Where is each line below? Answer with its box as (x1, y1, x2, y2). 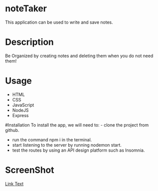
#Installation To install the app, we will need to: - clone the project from (5, 122, 149, 128)
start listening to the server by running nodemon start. (12, 142, 122, 148)
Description (5, 36, 54, 48)
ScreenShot (5, 164, 54, 175)
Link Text (5, 181, 24, 187)
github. (5, 127, 20, 133)
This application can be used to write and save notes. (5, 19, 113, 25)
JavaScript (12, 102, 34, 108)
